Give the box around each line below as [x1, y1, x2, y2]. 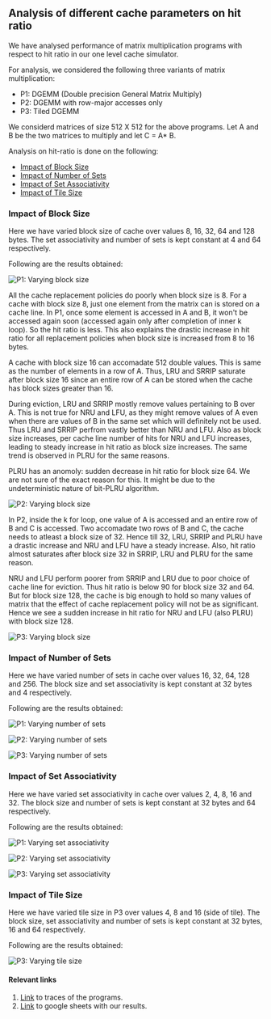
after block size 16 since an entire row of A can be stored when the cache [8, 375, 252, 385]
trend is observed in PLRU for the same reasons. [8, 450, 169, 460]
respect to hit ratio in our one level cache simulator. [8, 49, 179, 59]
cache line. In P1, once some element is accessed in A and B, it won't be [8, 307, 248, 318]
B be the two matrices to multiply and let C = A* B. [8, 130, 177, 140]
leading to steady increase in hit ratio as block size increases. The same [8, 442, 248, 452]
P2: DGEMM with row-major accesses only [19, 97, 163, 108]
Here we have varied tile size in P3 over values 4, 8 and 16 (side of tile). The [8, 907, 261, 917]
